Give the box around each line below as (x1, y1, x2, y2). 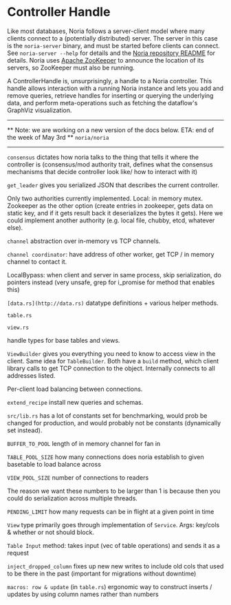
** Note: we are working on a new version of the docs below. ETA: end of (7, 125, 214, 134)
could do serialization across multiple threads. (7, 493, 137, 502)
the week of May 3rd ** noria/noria (7, 133, 109, 141)
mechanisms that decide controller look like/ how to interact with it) (7, 167, 198, 176)
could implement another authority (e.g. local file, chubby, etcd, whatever (7, 216, 215, 224)
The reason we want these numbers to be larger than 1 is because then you (7, 487, 221, 495)
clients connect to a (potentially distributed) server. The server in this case (7, 34, 218, 42)
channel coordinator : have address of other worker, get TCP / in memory (7, 250, 214, 258)
